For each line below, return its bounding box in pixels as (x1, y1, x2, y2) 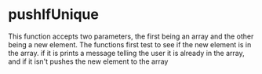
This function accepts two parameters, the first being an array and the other (8, 31, 254, 41)
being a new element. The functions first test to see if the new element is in (8, 39, 252, 49)
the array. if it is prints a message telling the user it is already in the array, (8, 48, 245, 57)
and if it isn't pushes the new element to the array (8, 57, 169, 66)
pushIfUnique (8, 6, 100, 24)
